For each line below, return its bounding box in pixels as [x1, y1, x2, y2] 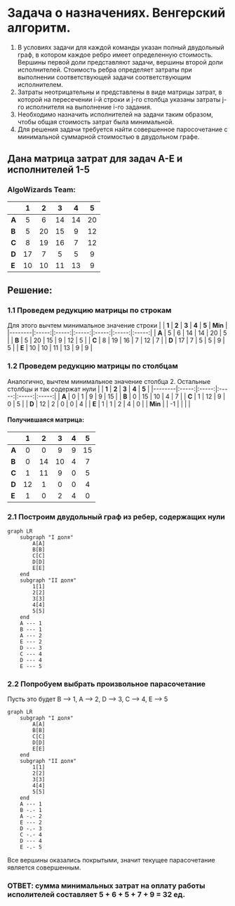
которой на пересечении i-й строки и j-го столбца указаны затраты [17, 95, 221, 103]
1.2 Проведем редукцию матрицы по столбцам [7, 361, 179, 371]
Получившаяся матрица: [7, 415, 85, 424]
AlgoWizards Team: [7, 185, 76, 194]
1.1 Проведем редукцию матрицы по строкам [7, 305, 172, 315]
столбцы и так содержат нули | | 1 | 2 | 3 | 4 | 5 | [7, 385, 150, 393]
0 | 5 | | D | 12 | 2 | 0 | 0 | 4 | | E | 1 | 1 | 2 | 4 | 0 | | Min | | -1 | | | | [7, 399, 191, 408]
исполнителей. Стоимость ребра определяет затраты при [17, 65, 193, 74]
